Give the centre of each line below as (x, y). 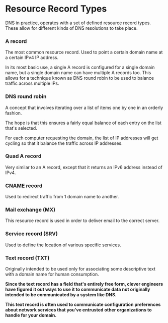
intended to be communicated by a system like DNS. (61, 295)
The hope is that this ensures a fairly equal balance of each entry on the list (83, 123)
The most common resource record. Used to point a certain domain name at (84, 52)
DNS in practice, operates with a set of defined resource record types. (78, 23)
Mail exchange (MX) (30, 210)
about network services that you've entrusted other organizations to (78, 310)
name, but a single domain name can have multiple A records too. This (78, 73)
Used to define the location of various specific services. (63, 245)
